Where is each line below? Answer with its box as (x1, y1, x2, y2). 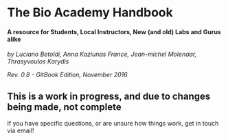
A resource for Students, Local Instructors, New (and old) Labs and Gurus (7, 27, 221, 36)
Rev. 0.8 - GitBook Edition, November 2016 (7, 70, 128, 79)
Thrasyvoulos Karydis (7, 57, 69, 66)
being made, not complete (7, 101, 122, 113)
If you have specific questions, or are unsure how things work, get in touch (7, 120, 219, 128)
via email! (7, 126, 34, 135)
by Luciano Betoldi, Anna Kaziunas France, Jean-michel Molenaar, (7, 50, 197, 59)
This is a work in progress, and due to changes (7, 90, 211, 102)
